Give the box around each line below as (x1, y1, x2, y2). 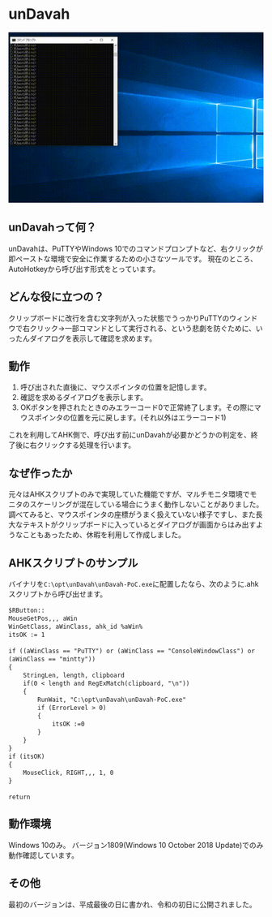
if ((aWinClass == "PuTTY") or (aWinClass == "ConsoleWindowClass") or (8, 647, 255, 655)
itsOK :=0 (51, 720, 85, 728)
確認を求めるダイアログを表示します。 (19, 393, 148, 403)
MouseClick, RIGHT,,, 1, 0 (23, 768, 114, 777)
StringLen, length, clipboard (23, 671, 125, 679)
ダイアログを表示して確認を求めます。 (29, 334, 157, 343)
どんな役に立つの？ (8, 290, 104, 304)
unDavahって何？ (8, 221, 97, 235)
